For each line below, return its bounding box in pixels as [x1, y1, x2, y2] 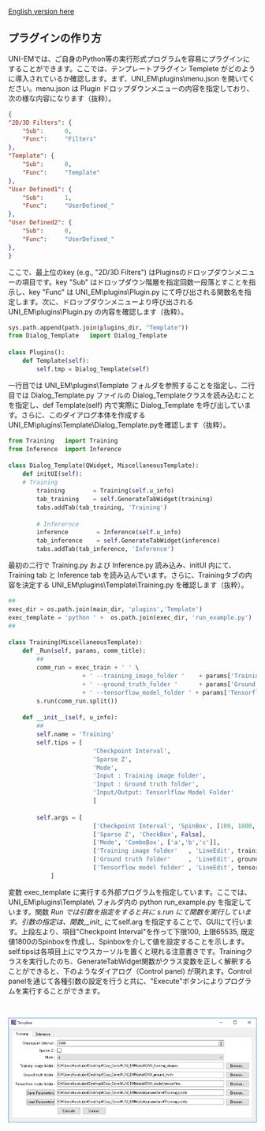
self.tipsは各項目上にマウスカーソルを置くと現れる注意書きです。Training [8, 946, 246, 956]
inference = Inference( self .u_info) [36, 529, 181, 537]
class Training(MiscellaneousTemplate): [8, 639, 144, 647]
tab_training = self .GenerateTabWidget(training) [36, 495, 214, 503]
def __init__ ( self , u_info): [22, 714, 118, 722]
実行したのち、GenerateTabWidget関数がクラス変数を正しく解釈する [28, 956, 252, 966]
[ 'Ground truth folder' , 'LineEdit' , [92, 855, 235, 864]
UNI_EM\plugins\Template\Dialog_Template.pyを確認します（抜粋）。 [8, 420, 230, 429]
